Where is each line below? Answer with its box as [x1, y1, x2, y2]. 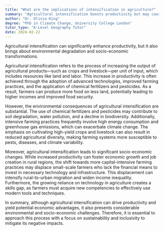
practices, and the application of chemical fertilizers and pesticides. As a [5, 84, 151, 89]
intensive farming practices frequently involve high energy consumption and [5, 119, 159, 124]
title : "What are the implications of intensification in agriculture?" [5, 7, 156, 12]
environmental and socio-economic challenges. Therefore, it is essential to [5, 210, 155, 215]
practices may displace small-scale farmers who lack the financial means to [5, 164, 158, 170]
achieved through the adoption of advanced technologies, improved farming [5, 78, 159, 84]
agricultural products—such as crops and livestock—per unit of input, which [5, 68, 158, 73]
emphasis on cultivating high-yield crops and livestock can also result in [5, 129, 150, 135]
